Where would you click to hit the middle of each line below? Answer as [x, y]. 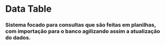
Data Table [29, 9]
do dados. [18, 38]
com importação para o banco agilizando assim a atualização [83, 31]
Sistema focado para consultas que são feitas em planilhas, [81, 25]
